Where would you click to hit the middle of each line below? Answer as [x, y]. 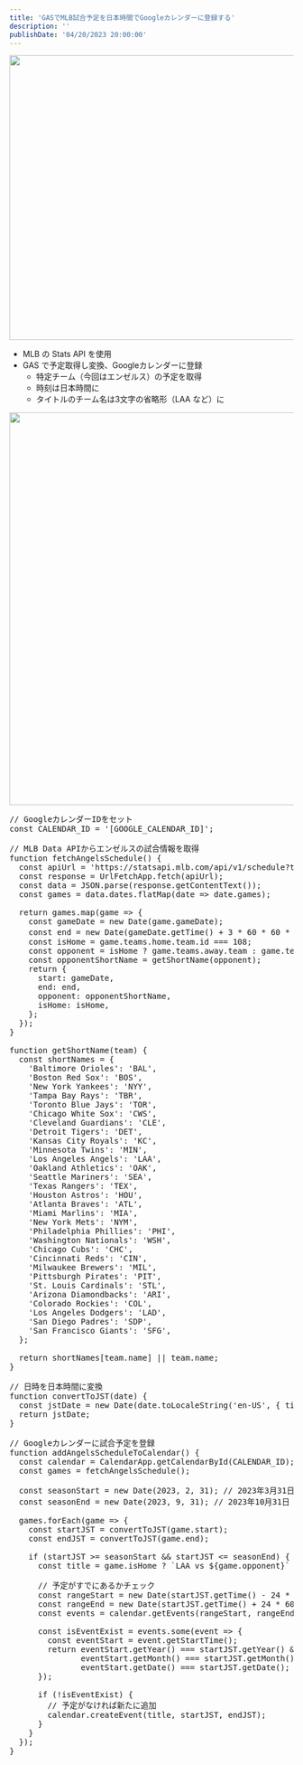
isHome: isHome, [73, 1005]
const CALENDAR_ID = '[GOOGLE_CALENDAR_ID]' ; [112, 829]
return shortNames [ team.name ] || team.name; [119, 1358]
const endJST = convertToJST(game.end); [119, 1539]
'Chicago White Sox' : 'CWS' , [93, 1114]
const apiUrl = [52, 868]
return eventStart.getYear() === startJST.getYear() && [174, 1650]
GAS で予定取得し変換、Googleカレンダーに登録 [112, 365]
